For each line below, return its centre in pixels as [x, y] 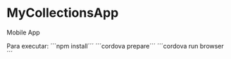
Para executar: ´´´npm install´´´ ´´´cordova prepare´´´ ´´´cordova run [102, 46]
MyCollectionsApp [63, 13]
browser [212, 46]
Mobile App [23, 32]
